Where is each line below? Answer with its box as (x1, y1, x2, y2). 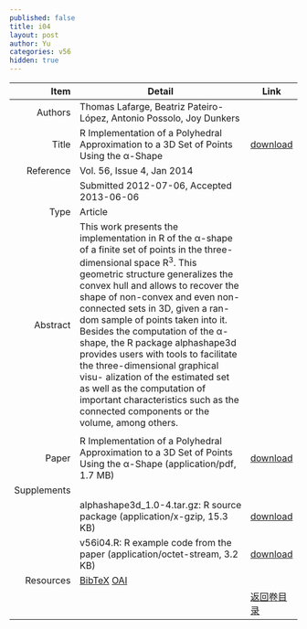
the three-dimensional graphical (79, 359, 219, 372)
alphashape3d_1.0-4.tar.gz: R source (79, 499, 242, 512)
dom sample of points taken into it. (79, 314, 228, 326)
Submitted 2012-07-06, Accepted (79, 179, 232, 192)
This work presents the (79, 220, 178, 233)
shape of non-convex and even (79, 291, 216, 304)
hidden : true (9, 56, 59, 65)
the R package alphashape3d (111, 336, 237, 349)
